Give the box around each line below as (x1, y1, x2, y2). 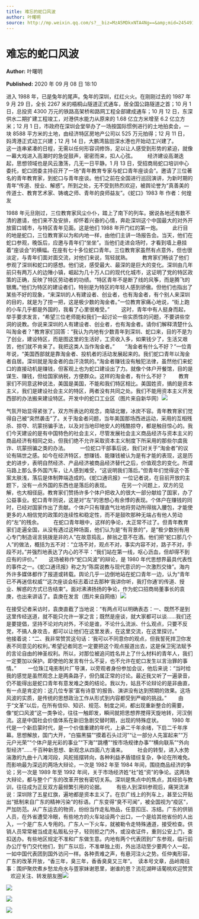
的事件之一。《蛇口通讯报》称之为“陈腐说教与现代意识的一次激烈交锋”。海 (6, 563, 185, 570)
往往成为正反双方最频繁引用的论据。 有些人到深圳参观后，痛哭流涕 (16, 784, 190, 791)
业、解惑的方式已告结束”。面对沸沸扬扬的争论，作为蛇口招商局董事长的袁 (6, 586, 185, 593)
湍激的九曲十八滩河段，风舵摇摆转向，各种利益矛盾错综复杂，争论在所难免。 (6, 754, 193, 761)
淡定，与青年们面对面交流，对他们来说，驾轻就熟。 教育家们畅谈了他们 (6, 254, 190, 261)
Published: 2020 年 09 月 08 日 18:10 (6, 81, 97, 88)
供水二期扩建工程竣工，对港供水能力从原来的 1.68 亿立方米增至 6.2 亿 (6, 115, 175, 122)
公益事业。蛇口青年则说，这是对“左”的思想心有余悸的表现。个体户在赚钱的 (6, 497, 188, 504)
